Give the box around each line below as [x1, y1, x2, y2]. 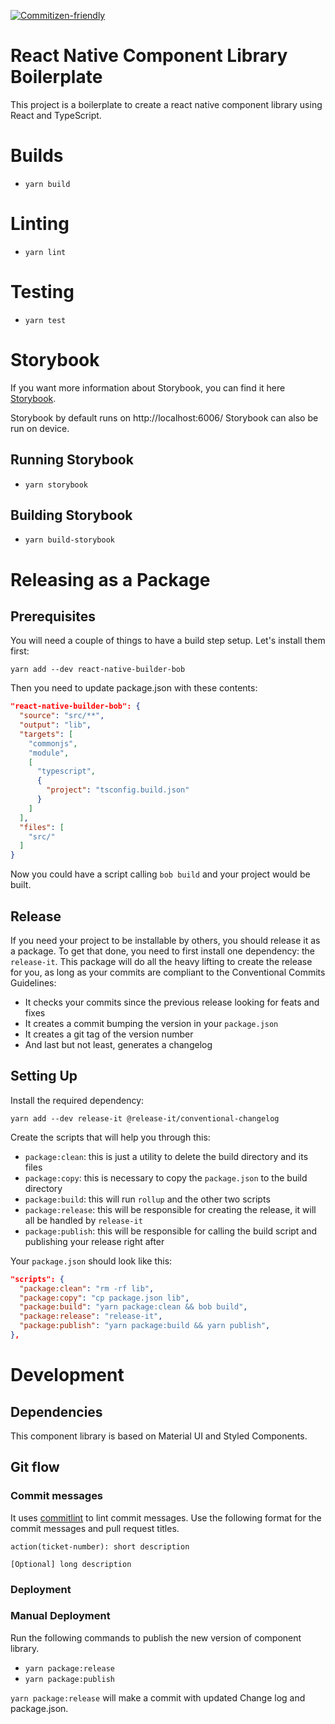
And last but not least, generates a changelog [24, 1039, 213, 1050]
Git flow [10, 1459, 60, 1476]
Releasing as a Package [10, 568, 211, 591]
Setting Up [10, 1068, 78, 1085]
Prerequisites [10, 608, 96, 625]
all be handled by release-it [24, 1214, 143, 1226]
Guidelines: [10, 977, 57, 989]
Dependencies [10, 1403, 103, 1420]
